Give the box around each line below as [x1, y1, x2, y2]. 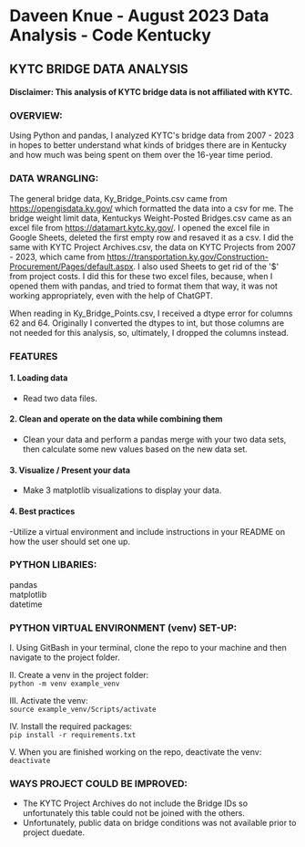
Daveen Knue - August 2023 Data [9, 5, 269, 26]
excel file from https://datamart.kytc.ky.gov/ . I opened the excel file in [9, 222, 270, 233]
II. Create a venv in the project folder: [9, 670, 149, 681]
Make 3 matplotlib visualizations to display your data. [22, 485, 222, 496]
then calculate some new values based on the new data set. [22, 444, 248, 455]
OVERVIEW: [9, 110, 63, 122]
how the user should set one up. [9, 536, 130, 547]
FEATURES [9, 350, 58, 362]
